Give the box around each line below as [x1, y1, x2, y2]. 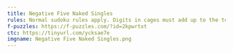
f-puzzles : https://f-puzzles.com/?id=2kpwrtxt [7, 23, 148, 30]
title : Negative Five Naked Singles [7, 10, 113, 17]
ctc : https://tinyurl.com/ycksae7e [7, 29, 110, 36]
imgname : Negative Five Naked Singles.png [7, 36, 132, 43]
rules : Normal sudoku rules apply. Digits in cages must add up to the [7, 17, 218, 23]
